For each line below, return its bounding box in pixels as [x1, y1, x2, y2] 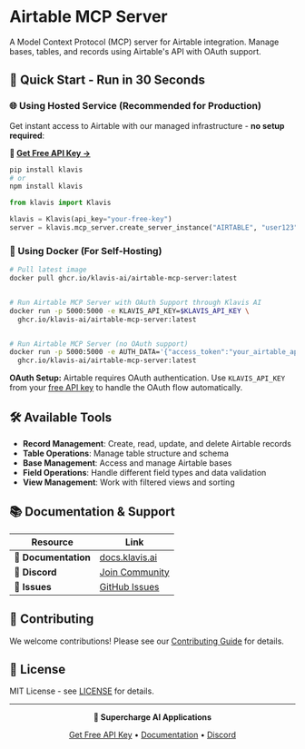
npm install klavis [9, 182, 84, 192]
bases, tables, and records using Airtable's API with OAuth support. [9, 45, 261, 56]
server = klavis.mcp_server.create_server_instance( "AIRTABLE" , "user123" [9, 223, 299, 232]
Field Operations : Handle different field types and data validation [22, 467, 267, 478]
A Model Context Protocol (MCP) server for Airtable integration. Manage [9, 36, 280, 47]
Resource [31, 536, 74, 548]
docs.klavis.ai [99, 551, 157, 564]
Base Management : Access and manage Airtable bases [22, 457, 232, 468]
